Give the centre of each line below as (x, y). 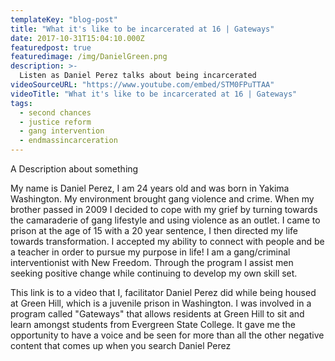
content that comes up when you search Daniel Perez (121, 345)
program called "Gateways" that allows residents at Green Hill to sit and (157, 314)
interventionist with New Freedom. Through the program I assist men (152, 262)
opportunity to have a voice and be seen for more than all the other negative (167, 335)
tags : (21, 103)
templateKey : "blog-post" (64, 19)
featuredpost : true (51, 47)
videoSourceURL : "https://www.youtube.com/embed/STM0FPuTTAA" (142, 85)
